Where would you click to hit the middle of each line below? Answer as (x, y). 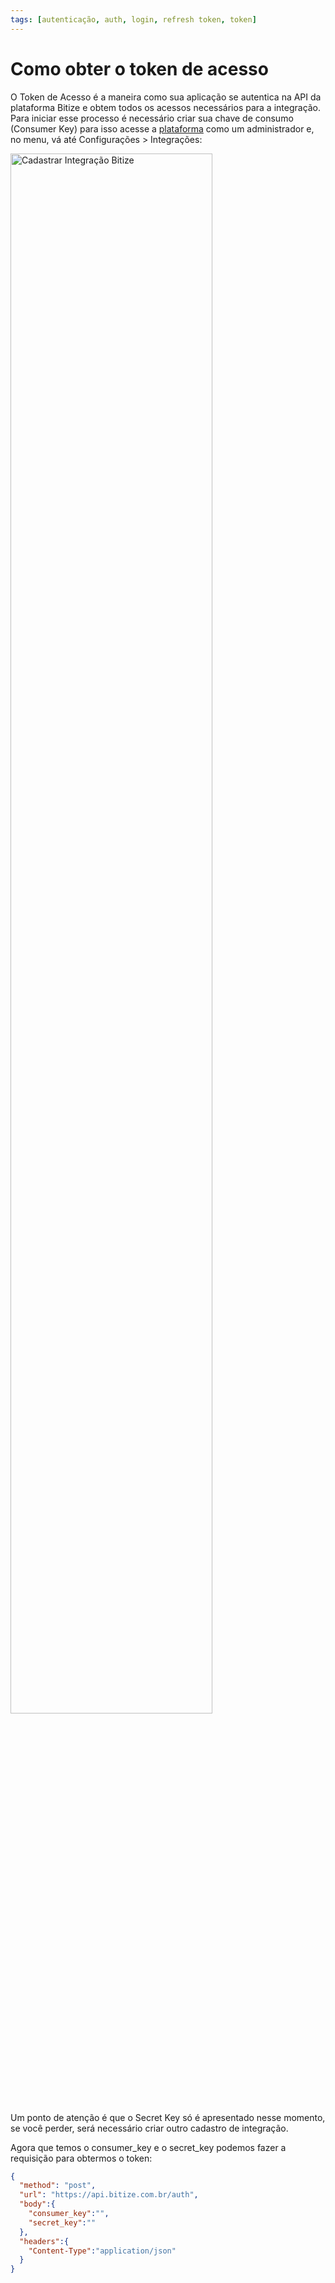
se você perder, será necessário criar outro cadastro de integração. (149, 2128)
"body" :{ (37, 2204)
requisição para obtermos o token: (81, 2158)
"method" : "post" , (58, 2186)
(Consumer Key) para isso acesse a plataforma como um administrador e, (162, 128)
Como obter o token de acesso (139, 68)
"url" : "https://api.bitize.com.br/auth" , (109, 2195)
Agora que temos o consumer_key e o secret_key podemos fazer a (148, 2147)
